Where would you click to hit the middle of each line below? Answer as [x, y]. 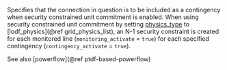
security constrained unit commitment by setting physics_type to [98, 24]
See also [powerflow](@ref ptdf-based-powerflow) [79, 59]
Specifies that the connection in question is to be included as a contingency [114, 10]
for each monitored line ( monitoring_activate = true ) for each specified [108, 39]
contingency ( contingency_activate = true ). [69, 46]
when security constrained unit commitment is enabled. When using [103, 17]
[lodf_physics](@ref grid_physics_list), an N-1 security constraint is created [113, 31]
